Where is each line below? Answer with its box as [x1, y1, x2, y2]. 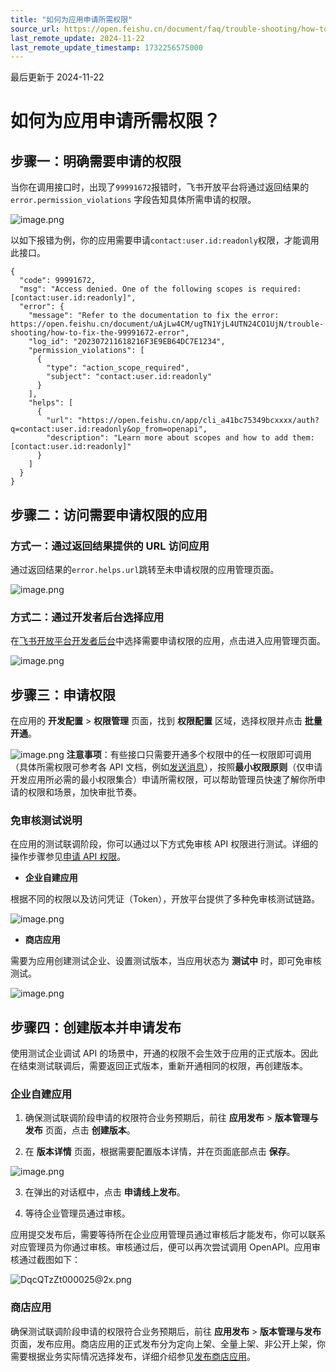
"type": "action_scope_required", [46, 363, 190, 373]
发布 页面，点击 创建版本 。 [24, 1124, 136, 1136]
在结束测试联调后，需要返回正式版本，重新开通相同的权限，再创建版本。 [10, 1060, 308, 1072]
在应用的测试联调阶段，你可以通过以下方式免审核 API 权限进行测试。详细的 [10, 838, 319, 850]
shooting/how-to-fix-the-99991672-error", [10, 328, 190, 338]
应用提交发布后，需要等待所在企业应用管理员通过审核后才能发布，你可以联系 [10, 1229, 326, 1241]
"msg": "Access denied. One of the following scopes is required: [19, 284, 302, 295]
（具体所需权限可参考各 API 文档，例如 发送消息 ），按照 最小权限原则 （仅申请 [10, 761, 323, 773]
